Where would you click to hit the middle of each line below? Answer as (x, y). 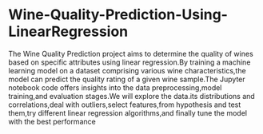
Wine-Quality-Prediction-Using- (118, 15)
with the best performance (52, 121)
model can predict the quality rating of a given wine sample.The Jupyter (127, 79)
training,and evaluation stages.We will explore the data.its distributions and (132, 96)
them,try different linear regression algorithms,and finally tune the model (128, 112)
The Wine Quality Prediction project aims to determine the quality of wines (131, 53)
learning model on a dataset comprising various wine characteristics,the (127, 70)
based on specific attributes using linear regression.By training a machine (130, 62)
